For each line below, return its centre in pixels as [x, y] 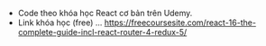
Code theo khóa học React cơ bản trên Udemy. [105, 13]
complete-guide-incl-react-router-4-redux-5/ [102, 32]
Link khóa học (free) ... [60, 23]
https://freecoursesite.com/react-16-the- [180, 23]
